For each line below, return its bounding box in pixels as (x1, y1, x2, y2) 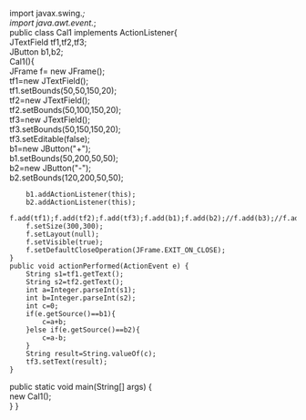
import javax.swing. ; (9, 8, 86, 18)
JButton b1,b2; (9, 46, 64, 57)
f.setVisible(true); (25, 238, 104, 247)
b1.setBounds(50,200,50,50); (9, 153, 118, 163)
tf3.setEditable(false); (9, 134, 90, 144)
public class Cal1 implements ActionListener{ (9, 27, 178, 37)
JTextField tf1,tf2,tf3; (9, 36, 87, 47)
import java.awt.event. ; (9, 17, 97, 28)
